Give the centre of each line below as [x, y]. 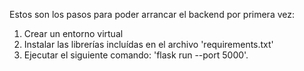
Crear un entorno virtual [73, 33]
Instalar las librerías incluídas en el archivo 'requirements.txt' [148, 44]
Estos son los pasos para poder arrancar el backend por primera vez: [152, 14]
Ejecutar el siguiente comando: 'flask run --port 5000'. [136, 55]
